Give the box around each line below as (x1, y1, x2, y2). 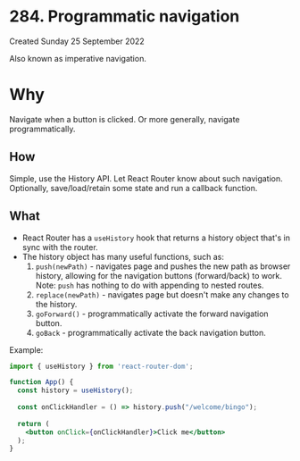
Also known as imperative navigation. (9, 53, 147, 63)
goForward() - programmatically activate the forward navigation (35, 308, 270, 319)
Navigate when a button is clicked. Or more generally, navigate (9, 113, 240, 124)
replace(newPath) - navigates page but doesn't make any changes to (35, 289, 289, 300)
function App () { (9, 378, 74, 387)
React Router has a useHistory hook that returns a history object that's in (21, 232, 290, 243)
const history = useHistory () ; (17, 386, 134, 395)
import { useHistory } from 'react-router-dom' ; (9, 362, 194, 371)
